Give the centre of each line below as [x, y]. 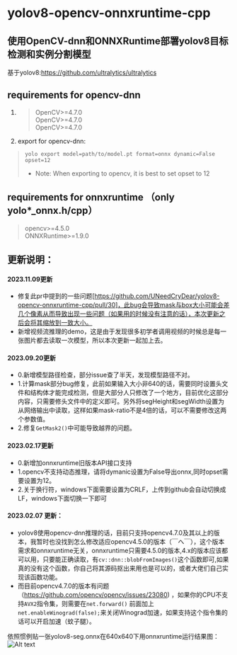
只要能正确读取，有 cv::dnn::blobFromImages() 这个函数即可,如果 [135, 559]
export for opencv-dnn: [52, 141]
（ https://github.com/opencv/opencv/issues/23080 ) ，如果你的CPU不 [120, 594]
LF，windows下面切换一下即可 [62, 498]
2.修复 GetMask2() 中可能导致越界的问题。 [76, 428]
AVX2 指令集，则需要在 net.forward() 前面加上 [89, 603]
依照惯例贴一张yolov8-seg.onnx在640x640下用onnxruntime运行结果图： [113, 636]
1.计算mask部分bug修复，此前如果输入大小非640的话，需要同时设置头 [120, 384]
